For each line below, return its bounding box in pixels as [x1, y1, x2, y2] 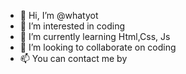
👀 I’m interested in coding [19, 20, 126, 32]
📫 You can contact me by [19, 53, 128, 64]
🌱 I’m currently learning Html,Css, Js [19, 31, 171, 42]
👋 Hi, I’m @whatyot [19, 10, 99, 21]
